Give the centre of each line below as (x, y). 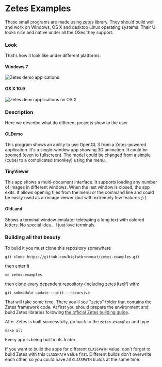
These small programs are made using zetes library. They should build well (80, 22)
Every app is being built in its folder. (41, 339)
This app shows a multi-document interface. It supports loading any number (81, 182)
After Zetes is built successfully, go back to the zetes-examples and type (77, 321)
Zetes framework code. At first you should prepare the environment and (77, 307)
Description (19, 112)
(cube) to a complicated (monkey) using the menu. (56, 160)
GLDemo (14, 134)
